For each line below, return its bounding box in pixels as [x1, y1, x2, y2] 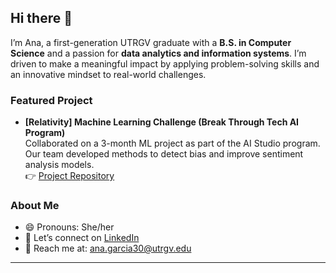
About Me [10, 199, 60, 213]
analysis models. [24, 159, 95, 171]
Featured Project [10, 93, 93, 107]
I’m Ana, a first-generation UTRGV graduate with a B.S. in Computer [10, 36, 292, 48]
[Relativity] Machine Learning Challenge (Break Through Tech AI [24, 116, 300, 128]
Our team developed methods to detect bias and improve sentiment [24, 148, 304, 160]
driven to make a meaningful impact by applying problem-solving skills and [10, 57, 320, 70]
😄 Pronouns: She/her [24, 221, 115, 233]
